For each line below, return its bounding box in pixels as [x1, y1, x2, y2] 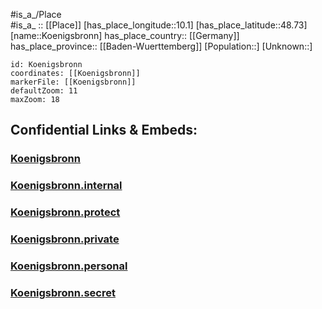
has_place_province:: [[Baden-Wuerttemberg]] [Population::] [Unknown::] [10, 40, 313, 52]
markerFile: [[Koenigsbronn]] [10, 77, 137, 87]
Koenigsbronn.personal [10, 259, 128, 273]
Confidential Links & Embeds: [10, 122, 198, 139]
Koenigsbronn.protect [10, 205, 121, 219]
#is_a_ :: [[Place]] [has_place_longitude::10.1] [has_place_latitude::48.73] [10, 19, 308, 31]
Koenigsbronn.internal [10, 179, 123, 193]
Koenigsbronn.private [10, 232, 120, 246]
